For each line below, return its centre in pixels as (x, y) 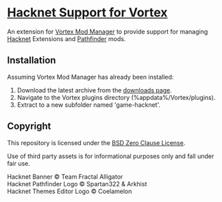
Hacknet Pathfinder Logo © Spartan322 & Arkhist (77, 184)
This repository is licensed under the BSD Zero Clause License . (96, 142)
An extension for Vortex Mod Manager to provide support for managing (108, 31)
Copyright (29, 126)
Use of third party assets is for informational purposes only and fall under (111, 156)
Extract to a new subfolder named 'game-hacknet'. (89, 105)
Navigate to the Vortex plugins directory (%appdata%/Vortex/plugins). (116, 97)
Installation (32, 61)
